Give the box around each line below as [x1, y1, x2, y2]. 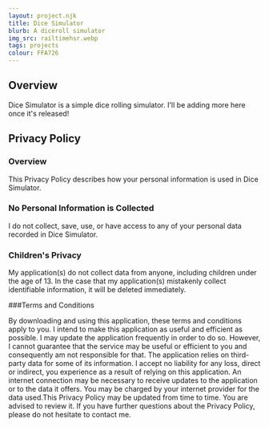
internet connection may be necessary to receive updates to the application [8, 376, 258, 385]
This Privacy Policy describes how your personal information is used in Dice [8, 174, 259, 184]
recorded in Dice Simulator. [8, 230, 98, 239]
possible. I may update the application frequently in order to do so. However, [8, 333, 261, 343]
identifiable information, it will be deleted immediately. [8, 285, 187, 295]
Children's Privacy [8, 250, 82, 261]
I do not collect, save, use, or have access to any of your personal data [8, 221, 242, 230]
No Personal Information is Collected [8, 202, 155, 213]
